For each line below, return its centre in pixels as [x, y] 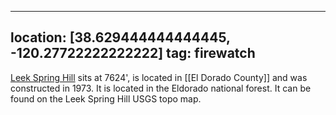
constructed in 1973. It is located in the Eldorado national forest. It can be [161, 88]
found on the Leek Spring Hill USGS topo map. [106, 98]
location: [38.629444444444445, [120, 37]
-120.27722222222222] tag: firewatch [133, 53]
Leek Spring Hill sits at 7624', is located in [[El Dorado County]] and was [159, 77]
